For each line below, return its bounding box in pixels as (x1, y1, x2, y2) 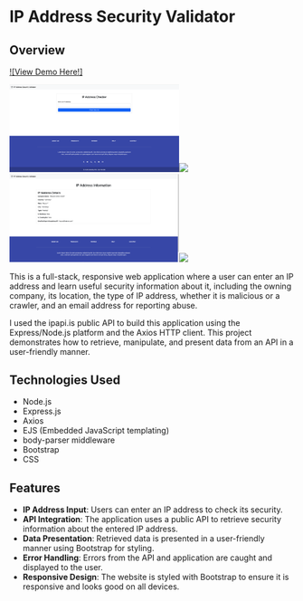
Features (9, 480, 61, 495)
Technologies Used (9, 372, 120, 387)
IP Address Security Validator (9, 6, 236, 27)
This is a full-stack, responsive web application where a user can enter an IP (9, 271, 294, 281)
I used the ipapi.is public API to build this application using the (9, 317, 241, 328)
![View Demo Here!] (9, 66, 83, 77)
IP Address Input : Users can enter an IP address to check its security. (22, 504, 283, 515)
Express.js (22, 405, 62, 417)
